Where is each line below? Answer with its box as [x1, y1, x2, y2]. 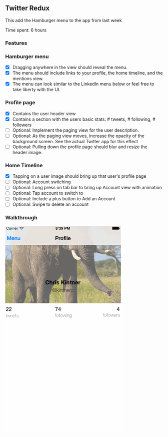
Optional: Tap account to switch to [12, 190, 83, 196]
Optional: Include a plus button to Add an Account [12, 196, 115, 202]
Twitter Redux [5, 4, 50, 13]
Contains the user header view [12, 110, 76, 117]
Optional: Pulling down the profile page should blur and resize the [12, 144, 147, 150]
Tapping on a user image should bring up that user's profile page [12, 173, 146, 179]
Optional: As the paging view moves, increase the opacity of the [12, 133, 145, 139]
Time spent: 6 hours [5, 27, 46, 33]
